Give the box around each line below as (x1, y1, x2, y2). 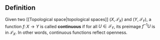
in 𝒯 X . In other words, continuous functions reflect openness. (5, 30, 128, 36)
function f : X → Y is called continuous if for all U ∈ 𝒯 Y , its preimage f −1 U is (5, 22, 155, 30)
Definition (5, 4, 35, 12)
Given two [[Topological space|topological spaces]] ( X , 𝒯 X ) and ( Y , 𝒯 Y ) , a (5, 16, 152, 23)
